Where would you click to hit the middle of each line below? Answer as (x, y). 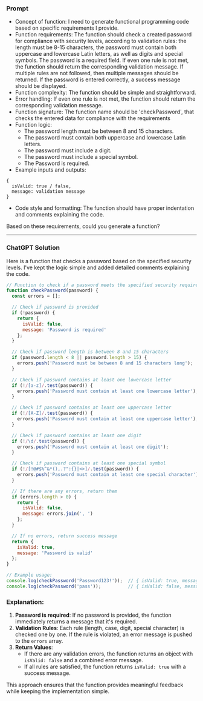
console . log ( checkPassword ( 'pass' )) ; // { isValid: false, (94, 586)
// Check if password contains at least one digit (77, 435)
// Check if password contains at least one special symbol (89, 463)
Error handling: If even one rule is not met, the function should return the (105, 99)
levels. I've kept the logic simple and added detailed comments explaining (98, 267)
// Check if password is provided (55, 307)
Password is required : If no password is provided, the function (93, 615)
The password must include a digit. (68, 150)
